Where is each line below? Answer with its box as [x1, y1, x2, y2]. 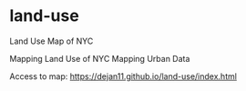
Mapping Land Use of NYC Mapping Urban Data [9, 53, 190, 64]
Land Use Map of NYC [9, 35, 94, 46]
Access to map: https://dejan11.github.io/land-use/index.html [9, 70, 237, 82]
